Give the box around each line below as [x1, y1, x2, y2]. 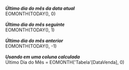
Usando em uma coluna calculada [5, 54, 80, 60]
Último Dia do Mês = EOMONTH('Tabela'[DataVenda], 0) [5, 59, 124, 65]
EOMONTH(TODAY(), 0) [5, 11, 56, 17]
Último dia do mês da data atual [5, 6, 75, 11]
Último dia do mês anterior [5, 38, 63, 44]
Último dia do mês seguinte [5, 21, 65, 27]
